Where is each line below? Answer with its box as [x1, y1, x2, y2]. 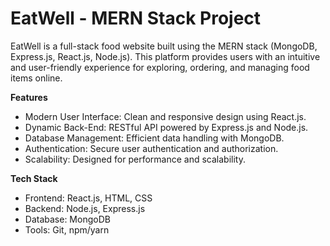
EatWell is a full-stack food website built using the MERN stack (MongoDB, [10, 40, 318, 52]
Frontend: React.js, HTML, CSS [24, 192, 153, 204]
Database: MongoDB [24, 213, 111, 225]
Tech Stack [10, 172, 58, 184]
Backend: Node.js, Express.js [24, 202, 146, 214]
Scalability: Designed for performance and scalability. [24, 153, 246, 165]
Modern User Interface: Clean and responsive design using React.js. [24, 110, 307, 122]
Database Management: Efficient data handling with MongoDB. [24, 132, 285, 144]
